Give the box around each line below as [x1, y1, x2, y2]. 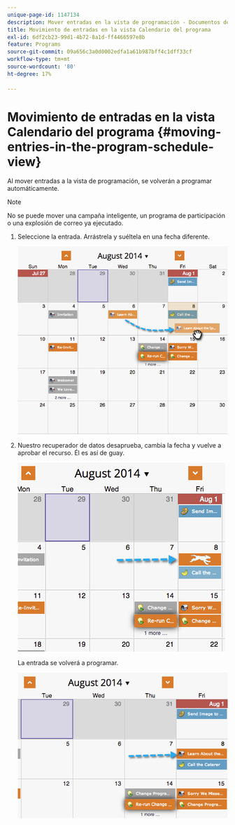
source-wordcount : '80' [7, 63, 77, 70]
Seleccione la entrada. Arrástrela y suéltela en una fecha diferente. [17, 232, 210, 241]
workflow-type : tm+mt [7, 56, 71, 63]
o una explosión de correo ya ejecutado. [7, 219, 124, 227]
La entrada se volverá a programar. [17, 658, 119, 666]
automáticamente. [7, 185, 59, 193]
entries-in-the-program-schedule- [7, 139, 215, 154]
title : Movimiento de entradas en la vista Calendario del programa [7, 26, 211, 33]
